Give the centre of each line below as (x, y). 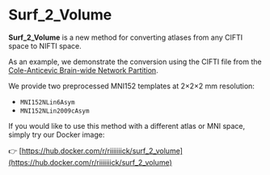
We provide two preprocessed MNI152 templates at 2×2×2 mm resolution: (131, 86)
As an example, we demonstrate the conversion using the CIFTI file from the (135, 62)
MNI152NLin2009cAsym (55, 111)
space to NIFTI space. (45, 45)
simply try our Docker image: (57, 134)
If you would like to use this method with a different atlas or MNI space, (127, 126)
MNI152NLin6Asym (47, 102)
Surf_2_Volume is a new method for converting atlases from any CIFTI (126, 37)
